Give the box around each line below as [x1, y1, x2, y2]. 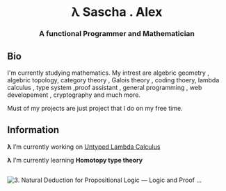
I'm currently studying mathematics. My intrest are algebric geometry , [7, 69, 210, 77]
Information [7, 124, 60, 136]
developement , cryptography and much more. [7, 91, 141, 99]
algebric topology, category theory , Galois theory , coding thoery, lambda [7, 75, 220, 84]
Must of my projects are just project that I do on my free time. [7, 104, 183, 112]
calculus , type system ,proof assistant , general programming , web [7, 83, 202, 91]
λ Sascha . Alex [71, 4, 163, 20]
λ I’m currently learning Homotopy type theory [7, 156, 143, 164]
